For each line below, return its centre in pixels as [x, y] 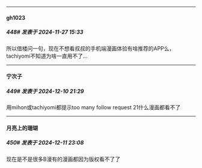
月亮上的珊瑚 [22, 128]
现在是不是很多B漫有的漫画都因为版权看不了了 [63, 159]
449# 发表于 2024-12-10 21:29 [45, 91]
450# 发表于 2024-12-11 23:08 [45, 143]
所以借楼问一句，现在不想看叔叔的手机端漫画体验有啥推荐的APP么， [90, 48]
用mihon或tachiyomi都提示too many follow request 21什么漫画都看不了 [93, 107]
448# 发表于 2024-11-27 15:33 [45, 32]
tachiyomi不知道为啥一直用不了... [47, 56]
